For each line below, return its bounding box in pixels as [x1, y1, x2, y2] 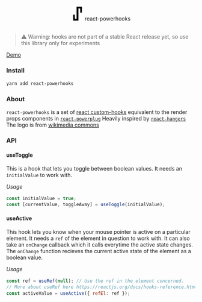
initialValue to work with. [6, 171, 73, 178]
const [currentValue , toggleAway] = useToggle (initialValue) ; [6, 201, 165, 208]
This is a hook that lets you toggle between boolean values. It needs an [6, 165, 182, 172]
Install [6, 66, 25, 74]
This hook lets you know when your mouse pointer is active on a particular [6, 228, 191, 235]
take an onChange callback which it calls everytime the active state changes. [6, 241, 194, 248]
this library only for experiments [20, 40, 100, 46]
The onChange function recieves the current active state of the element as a [6, 247, 191, 254]
